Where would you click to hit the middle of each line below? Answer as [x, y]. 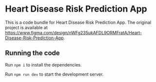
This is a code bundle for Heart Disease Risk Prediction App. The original [78, 22]
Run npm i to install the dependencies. [43, 65]
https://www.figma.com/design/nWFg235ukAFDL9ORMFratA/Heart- [74, 33]
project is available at [26, 27]
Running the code [32, 53]
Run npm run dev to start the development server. [54, 74]
